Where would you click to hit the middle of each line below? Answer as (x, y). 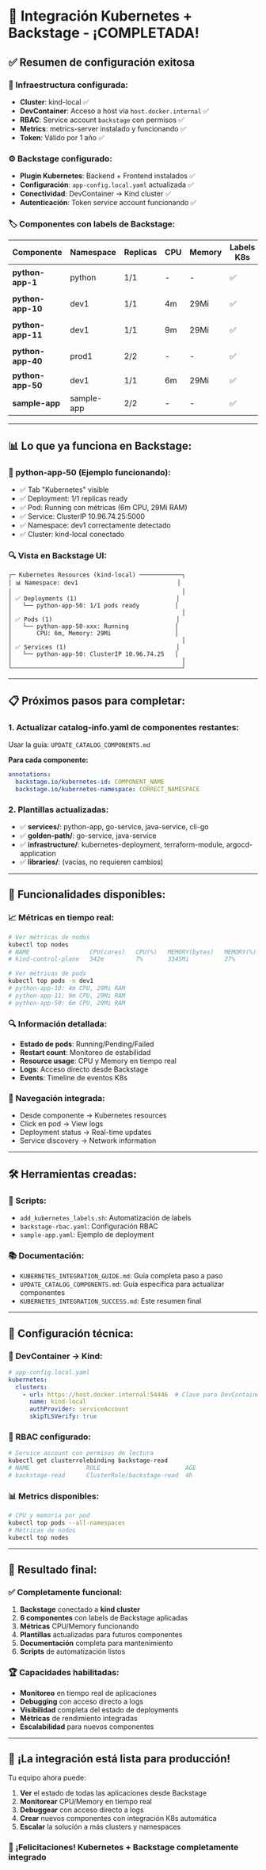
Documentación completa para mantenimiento (96, 1643)
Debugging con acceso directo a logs (82, 1701)
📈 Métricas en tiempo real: (61, 918)
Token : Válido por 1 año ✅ (62, 137)
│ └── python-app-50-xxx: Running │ (93, 627)
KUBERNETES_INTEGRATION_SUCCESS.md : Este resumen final (110, 1301)
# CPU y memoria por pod (49, 1516)
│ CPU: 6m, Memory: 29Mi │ (93, 634)
